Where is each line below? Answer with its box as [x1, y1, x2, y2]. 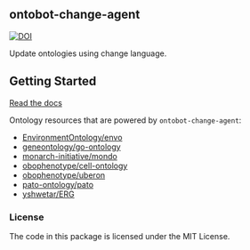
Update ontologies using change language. [9, 48, 167, 59]
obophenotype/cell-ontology [21, 160, 128, 171]
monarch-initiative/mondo [21, 150, 117, 161]
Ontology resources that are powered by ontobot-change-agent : [9, 115, 242, 125]
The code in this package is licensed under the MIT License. [9, 230, 230, 241]
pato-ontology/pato [21, 179, 94, 190]
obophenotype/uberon [21, 169, 106, 181]
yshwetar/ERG [21, 189, 75, 199]
